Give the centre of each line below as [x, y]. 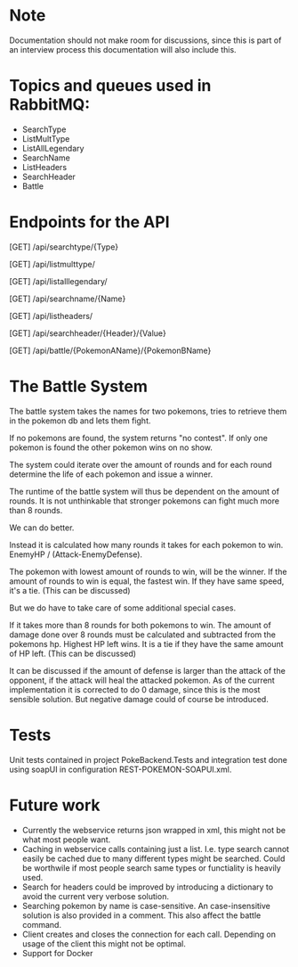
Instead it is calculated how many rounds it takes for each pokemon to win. [146, 545]
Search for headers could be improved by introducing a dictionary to [148, 887]
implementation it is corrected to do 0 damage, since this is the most [135, 689]
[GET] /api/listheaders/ [51, 316]
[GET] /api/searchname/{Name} [68, 299]
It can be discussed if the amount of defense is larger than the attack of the [148, 670]
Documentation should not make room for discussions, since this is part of [145, 40]
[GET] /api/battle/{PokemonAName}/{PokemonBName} [110, 350]
